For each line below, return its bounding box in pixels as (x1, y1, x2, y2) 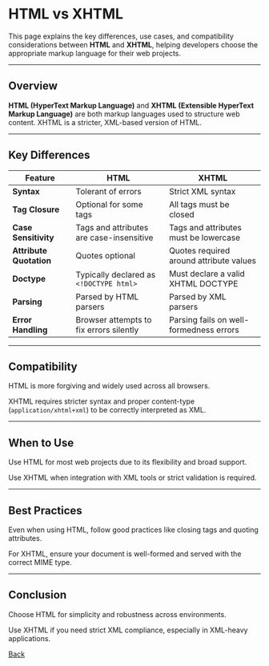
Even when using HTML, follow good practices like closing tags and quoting (8, 525, 259, 534)
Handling (12, 324, 48, 335)
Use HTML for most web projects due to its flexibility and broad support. (8, 457, 247, 467)
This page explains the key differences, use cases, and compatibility (8, 31, 235, 41)
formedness (169, 324, 215, 335)
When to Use (8, 436, 74, 449)
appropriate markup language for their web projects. (8, 48, 182, 58)
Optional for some (75, 198, 143, 209)
